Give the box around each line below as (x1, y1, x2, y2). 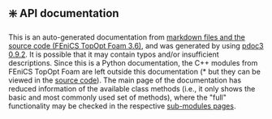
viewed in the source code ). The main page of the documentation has (8, 75, 242, 85)
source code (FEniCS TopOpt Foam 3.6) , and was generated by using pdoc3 (8, 40, 264, 50)
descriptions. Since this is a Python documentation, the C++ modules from (8, 57, 258, 67)
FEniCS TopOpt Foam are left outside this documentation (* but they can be (8, 66, 261, 76)
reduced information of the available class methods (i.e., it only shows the (8, 83, 256, 93)
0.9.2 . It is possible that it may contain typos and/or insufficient (8, 49, 219, 59)
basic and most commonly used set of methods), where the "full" (8, 92, 227, 102)
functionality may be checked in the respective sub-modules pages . (8, 100, 236, 111)
